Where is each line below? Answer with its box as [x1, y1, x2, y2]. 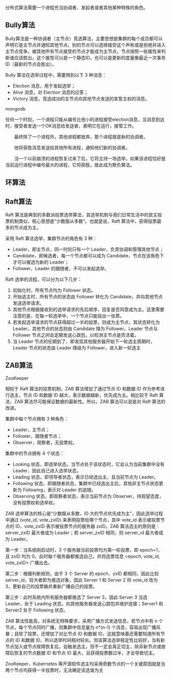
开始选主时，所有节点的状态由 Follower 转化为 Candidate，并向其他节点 [12, 294, 163, 300]
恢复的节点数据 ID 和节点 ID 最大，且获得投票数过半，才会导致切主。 [14, 649, 158, 656]
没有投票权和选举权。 [12, 499, 58, 506]
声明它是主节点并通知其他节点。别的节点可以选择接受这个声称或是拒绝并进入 [5, 41, 166, 48]
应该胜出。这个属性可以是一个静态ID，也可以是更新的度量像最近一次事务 [14, 54, 166, 60]
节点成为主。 [14, 225, 41, 231]
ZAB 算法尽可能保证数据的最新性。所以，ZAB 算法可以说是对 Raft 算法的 [14, 398, 166, 404]
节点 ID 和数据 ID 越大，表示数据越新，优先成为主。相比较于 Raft [22, 392, 158, 398]
